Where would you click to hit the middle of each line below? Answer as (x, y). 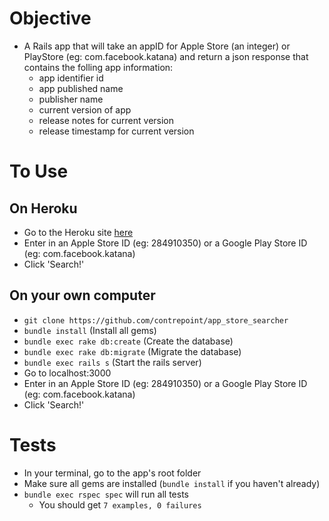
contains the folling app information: (98, 67)
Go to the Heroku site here (78, 232)
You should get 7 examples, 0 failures (120, 504)
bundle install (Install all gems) (90, 330)
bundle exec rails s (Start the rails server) (112, 362)
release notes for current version (106, 120)
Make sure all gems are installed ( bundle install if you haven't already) (172, 483)
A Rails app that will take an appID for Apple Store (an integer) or (157, 46)
